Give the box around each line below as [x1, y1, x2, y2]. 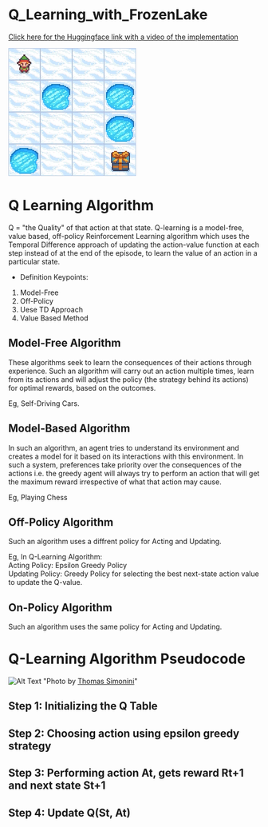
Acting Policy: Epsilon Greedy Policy [8, 561, 128, 571]
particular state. [8, 256, 61, 266]
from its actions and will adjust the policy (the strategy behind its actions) [8, 374, 249, 384]
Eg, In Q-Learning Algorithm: [8, 552, 103, 562]
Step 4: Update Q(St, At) [8, 805, 131, 820]
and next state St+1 [8, 779, 106, 793]
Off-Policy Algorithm [8, 515, 114, 529]
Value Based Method [19, 313, 89, 323]
